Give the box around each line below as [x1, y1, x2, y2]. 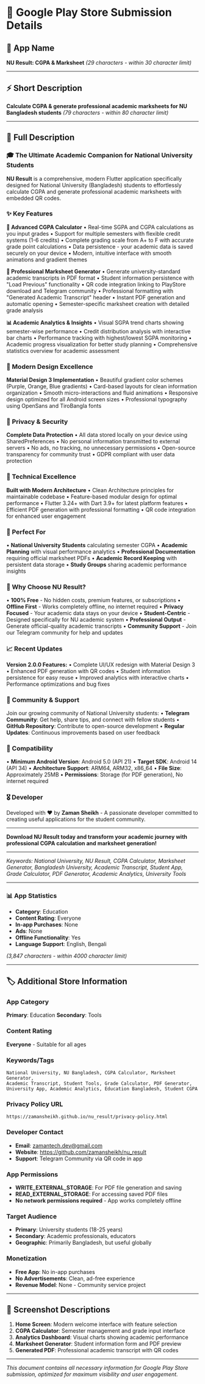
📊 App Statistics [6, 892, 57, 900]
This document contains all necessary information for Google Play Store [6, 1364, 189, 1372]
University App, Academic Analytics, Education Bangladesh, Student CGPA [6, 1086, 198, 1092]
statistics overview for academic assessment [6, 347, 120, 354]
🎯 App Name [6, 43, 55, 53]
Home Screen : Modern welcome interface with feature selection [15, 1320, 178, 1328]
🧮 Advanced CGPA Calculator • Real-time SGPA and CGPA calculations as [6, 223, 194, 231]
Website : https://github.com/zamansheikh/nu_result [15, 1148, 146, 1156]
